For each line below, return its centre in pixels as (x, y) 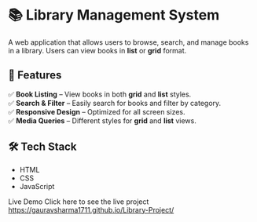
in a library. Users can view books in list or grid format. (97, 50)
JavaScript (37, 186)
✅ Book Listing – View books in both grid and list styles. (100, 94)
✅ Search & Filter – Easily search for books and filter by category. (115, 103)
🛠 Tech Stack (42, 147)
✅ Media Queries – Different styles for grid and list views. (102, 120)
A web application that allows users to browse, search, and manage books (128, 42)
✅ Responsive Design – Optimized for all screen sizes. (97, 111)
